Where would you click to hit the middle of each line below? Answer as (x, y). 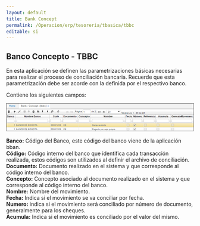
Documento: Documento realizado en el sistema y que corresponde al (93, 166)
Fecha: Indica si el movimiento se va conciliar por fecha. (75, 197)
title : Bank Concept (32, 19)
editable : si (22, 32)
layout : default (26, 13)
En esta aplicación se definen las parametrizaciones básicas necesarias (94, 71)
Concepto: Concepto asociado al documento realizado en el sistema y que (98, 178)
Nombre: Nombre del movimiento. (48, 191)
